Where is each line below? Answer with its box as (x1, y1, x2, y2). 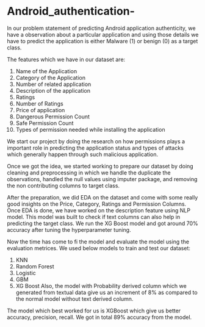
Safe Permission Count (15, 119, 74, 126)
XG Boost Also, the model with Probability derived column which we (15, 282, 187, 289)
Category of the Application (15, 74, 86, 81)
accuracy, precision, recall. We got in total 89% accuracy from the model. (7, 313, 192, 321)
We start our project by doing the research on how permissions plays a (7, 137, 185, 145)
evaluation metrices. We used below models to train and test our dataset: (7, 244, 191, 251)
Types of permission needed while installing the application (15, 126, 165, 133)
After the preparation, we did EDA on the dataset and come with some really (7, 193, 198, 201)
